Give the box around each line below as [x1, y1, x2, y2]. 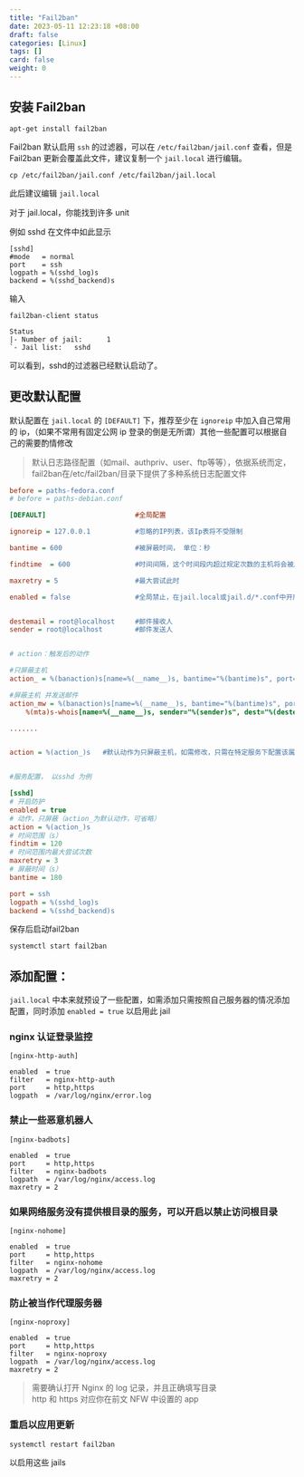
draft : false [9, 30, 59, 39]
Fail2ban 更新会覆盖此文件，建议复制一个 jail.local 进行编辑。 [9, 152, 247, 163]
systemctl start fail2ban [9, 941, 107, 951]
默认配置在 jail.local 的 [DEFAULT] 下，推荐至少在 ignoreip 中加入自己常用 [9, 414, 291, 426]
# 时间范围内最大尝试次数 [9, 848, 92, 857]
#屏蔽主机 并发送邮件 [9, 690, 79, 700]
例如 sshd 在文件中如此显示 [9, 226, 111, 237]
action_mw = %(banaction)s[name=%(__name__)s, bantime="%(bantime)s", [9, 699, 281, 708]
